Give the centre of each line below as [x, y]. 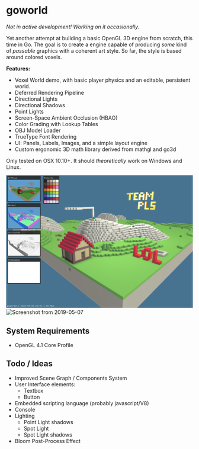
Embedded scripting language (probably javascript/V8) [82, 403]
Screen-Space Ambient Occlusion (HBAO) [66, 118]
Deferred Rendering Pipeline [49, 92]
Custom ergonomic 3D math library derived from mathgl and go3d [95, 149]
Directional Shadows [40, 105]
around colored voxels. [34, 57]
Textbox [33, 390]
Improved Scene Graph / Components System [71, 378]
